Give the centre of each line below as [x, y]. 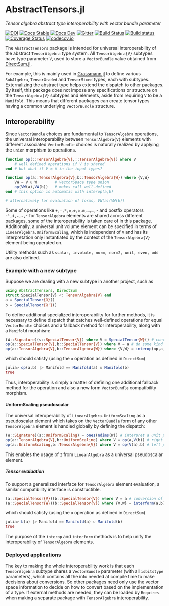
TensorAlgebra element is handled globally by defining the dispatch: [75, 426]
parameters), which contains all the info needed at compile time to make [80, 576]
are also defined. [23, 257]
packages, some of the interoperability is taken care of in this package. [79, 221]
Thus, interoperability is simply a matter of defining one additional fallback [82, 382]
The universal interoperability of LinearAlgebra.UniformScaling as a [75, 416]
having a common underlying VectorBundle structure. [60, 106]
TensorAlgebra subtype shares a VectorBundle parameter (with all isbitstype [84, 571]
